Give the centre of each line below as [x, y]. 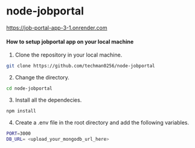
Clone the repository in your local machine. [69, 55]
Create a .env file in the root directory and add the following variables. [102, 122]
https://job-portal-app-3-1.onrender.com [57, 28]
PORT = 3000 [19, 134]
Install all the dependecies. [48, 100]
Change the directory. [42, 78]
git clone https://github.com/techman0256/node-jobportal [81, 66]
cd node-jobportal [29, 88]
